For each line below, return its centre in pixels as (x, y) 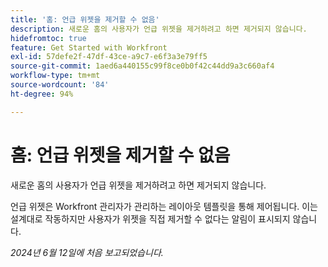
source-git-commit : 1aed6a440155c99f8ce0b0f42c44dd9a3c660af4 (142, 66)
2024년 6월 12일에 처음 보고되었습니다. (87, 252)
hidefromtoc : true (48, 38)
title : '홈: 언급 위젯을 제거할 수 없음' (85, 19)
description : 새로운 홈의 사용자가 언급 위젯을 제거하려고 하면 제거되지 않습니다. (159, 29)
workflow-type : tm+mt (55, 76)
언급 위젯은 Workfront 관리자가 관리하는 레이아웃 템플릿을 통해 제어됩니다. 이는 (164, 206)
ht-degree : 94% (42, 94)
